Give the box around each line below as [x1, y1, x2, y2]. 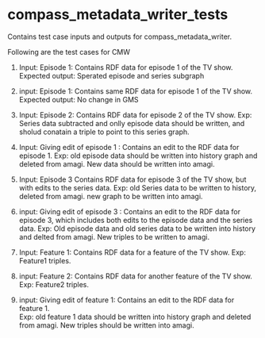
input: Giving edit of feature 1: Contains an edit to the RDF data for [18, 295, 235, 305]
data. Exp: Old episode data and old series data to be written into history [18, 224, 255, 233]
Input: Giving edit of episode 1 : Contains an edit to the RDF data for [18, 142, 240, 152]
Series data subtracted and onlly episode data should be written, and [18, 118, 245, 128]
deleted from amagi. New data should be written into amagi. [18, 159, 215, 168]
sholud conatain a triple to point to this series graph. [18, 127, 190, 136]
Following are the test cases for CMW [7, 47, 131, 56]
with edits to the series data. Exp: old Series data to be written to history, [18, 182, 257, 192]
